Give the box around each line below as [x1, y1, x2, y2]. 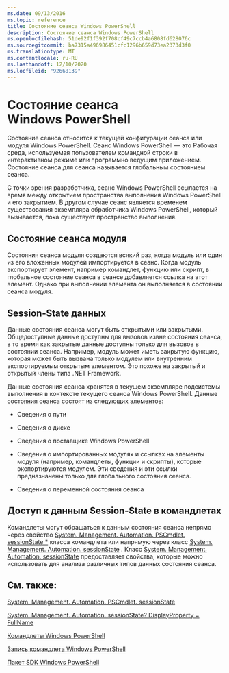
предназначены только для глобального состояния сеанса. [16, 472, 191, 480]
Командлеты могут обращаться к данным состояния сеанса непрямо [7, 523, 212, 531]
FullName [7, 618, 34, 626]
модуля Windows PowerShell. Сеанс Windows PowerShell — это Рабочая [7, 141, 218, 149]
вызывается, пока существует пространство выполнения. [7, 213, 177, 221]
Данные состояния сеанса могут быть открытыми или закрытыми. [7, 326, 204, 334]
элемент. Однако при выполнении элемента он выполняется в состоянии [7, 280, 223, 289]
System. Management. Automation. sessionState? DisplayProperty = [7, 611, 200, 619]
